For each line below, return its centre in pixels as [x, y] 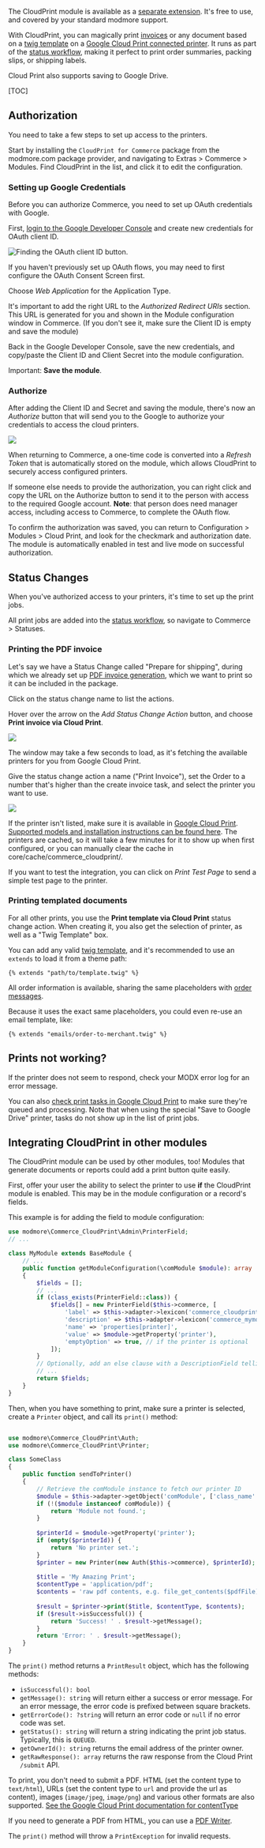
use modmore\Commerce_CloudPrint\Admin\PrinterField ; [99, 1232]
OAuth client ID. [34, 237]
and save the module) [43, 332]
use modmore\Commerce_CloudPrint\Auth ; [74, 1438]
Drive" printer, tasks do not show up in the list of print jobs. [104, 1118]
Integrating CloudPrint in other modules [108, 1143]
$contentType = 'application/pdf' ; [95, 1585]
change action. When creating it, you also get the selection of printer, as [125, 926]
